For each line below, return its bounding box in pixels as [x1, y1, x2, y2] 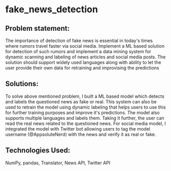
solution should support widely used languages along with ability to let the [5, 59, 162, 65]
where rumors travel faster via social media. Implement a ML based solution [5, 43, 165, 49]
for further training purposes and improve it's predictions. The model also [5, 109, 160, 116]
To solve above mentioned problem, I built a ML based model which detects [5, 93, 165, 99]
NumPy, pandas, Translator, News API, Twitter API [5, 160, 111, 166]
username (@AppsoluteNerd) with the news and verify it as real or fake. [5, 131, 157, 137]
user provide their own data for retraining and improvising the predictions [5, 65, 159, 71]
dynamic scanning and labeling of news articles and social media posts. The [5, 54, 166, 60]
